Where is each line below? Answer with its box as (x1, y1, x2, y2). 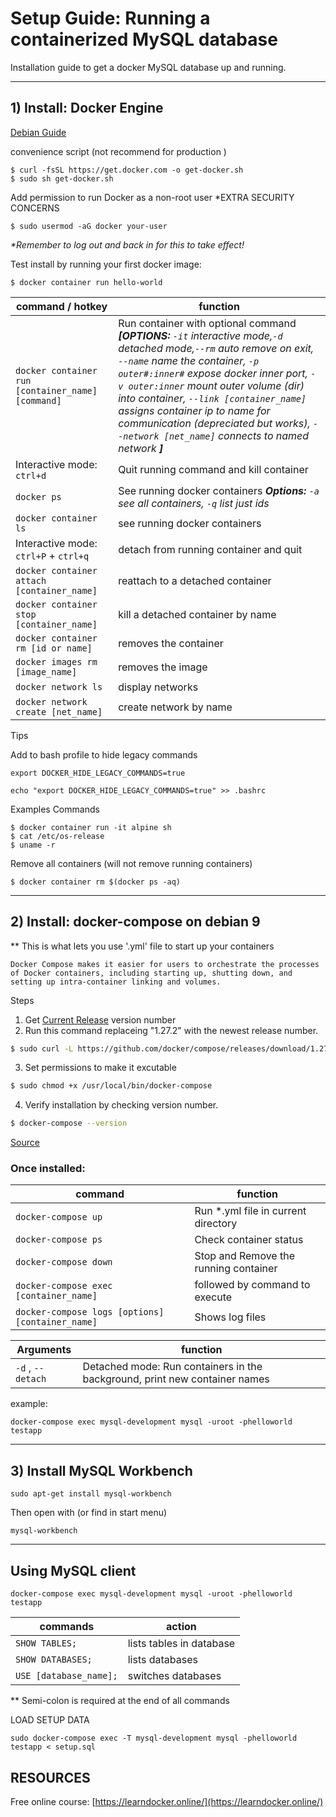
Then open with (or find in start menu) (10, 1507, 168, 1519)
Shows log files (194, 1310, 267, 1324)
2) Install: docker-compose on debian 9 (10, 913, 261, 931)
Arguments (16, 1343, 72, 1357)
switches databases (127, 1669, 222, 1683)
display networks (118, 680, 199, 694)
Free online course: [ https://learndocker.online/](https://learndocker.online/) (10, 1795, 324, 1807)
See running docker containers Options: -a (118, 483, 320, 497)
